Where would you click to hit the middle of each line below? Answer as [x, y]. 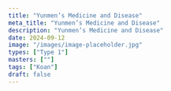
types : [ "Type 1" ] [38, 52]
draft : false [30, 74]
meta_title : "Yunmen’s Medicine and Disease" [84, 23]
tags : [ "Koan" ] [33, 67]
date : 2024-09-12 [37, 38]
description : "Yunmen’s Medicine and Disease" [86, 30]
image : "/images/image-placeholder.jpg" [76, 45]
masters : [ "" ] [32, 60]
